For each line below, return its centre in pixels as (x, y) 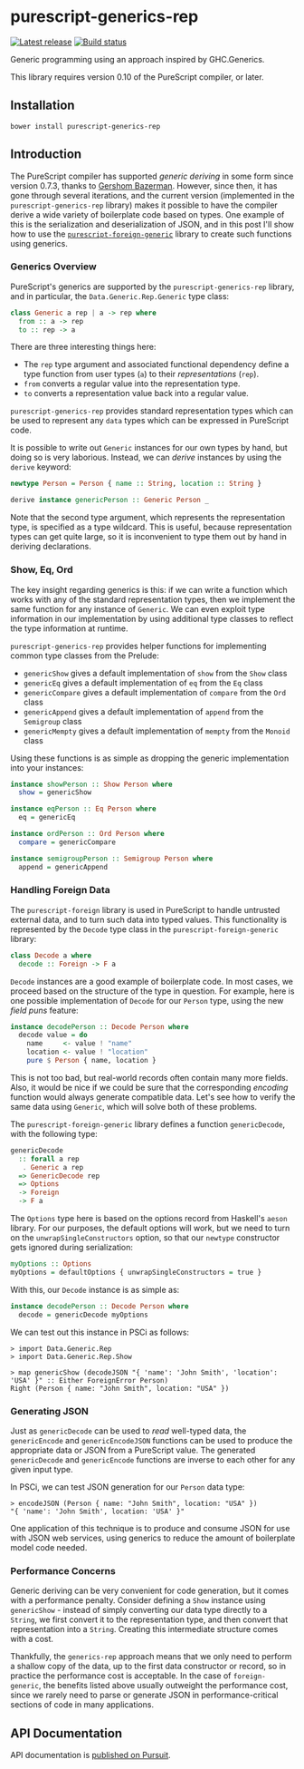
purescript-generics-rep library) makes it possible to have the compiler (144, 205)
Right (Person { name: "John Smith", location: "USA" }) (120, 1388)
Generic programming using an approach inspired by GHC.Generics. (138, 59)
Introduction (46, 155)
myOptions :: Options (51, 1264)
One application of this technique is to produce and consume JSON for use (150, 1528)
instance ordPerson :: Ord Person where (88, 834)
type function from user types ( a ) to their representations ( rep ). (141, 374)
